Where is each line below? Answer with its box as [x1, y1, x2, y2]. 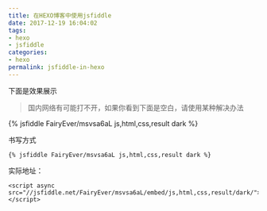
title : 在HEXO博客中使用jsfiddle [8, 11, 112, 20]
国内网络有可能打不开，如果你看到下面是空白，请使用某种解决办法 [27, 102, 244, 112]
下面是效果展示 [8, 86, 57, 95]
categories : [8, 48, 48, 56]
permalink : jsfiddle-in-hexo [8, 63, 105, 71]
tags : [8, 26, 26, 34]
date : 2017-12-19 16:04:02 [8, 19, 98, 27]
